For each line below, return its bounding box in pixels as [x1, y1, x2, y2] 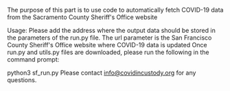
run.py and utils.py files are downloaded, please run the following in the [7, 48, 209, 56]
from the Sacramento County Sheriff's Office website [7, 13, 158, 21]
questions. [7, 76, 37, 84]
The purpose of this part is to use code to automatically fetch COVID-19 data [7, 6, 224, 14]
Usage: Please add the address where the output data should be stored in [7, 27, 216, 34]
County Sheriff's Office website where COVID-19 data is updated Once [7, 41, 207, 49]
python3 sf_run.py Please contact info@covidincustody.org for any [7, 68, 196, 77]
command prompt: [7, 55, 60, 64]
